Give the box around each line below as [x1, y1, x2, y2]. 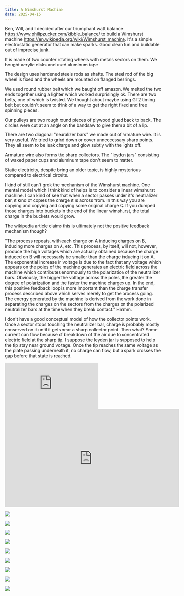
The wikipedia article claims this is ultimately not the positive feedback [5, 223, 150, 229]
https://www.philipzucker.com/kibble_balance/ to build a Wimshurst [5, 31, 144, 37]
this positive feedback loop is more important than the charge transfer [5, 285, 148, 291]
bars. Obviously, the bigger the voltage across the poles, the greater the [5, 274, 152, 280]
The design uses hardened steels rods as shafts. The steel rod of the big [5, 71, 154, 77]
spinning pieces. [5, 107, 39, 113]
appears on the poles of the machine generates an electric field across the [5, 264, 158, 270]
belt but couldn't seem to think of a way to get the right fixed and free [5, 102, 147, 108]
